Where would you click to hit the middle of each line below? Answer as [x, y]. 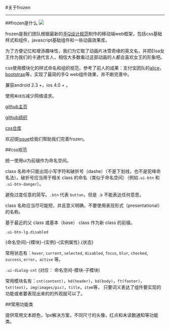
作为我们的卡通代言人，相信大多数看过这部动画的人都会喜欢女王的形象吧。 [87, 57]
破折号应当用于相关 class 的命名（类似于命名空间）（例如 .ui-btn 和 [90, 177]
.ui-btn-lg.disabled [27, 232]
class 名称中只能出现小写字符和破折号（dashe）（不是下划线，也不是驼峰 [81, 171]
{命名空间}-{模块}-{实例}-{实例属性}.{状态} [50, 242]
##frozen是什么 [22, 23]
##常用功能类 [19, 304]
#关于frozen [18, 7]
